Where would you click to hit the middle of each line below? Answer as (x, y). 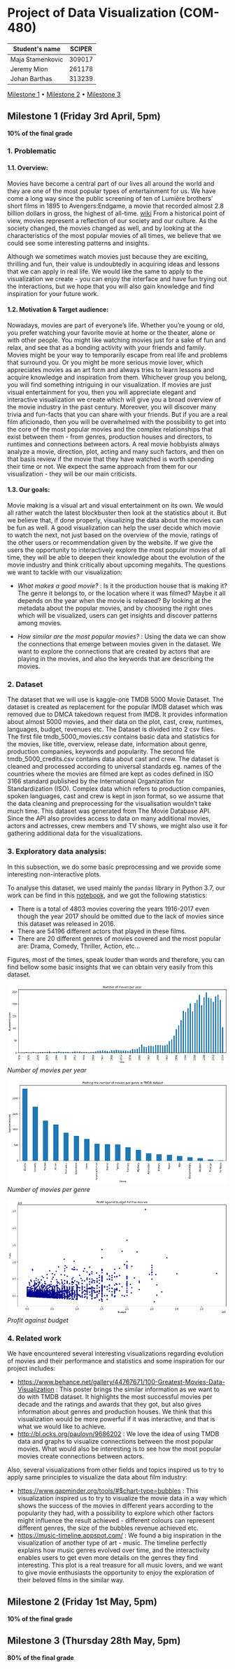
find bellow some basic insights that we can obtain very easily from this (110, 967)
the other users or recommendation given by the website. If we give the (110, 543)
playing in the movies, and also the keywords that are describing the (116, 659)
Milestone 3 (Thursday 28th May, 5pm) (94, 1641)
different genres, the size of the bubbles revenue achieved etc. (108, 1528)
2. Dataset (25, 684)
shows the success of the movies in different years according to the (115, 1505)
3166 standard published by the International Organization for (95, 781)
